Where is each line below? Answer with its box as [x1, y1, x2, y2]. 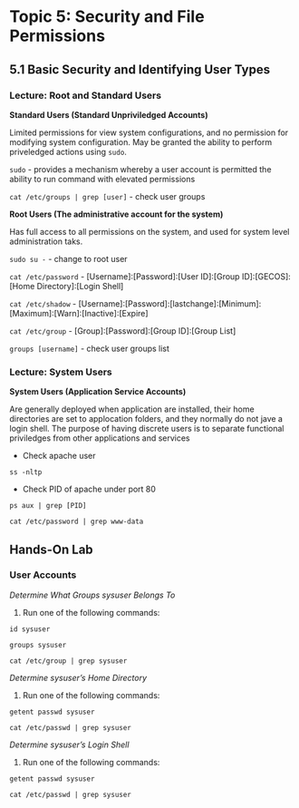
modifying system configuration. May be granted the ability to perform [9, 136, 273, 147]
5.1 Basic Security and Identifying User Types [9, 62, 270, 77]
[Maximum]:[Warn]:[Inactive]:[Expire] [9, 307, 149, 318]
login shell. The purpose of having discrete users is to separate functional [9, 423, 285, 434]
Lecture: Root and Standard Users [9, 89, 161, 102]
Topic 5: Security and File [9, 6, 206, 27]
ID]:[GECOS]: [241, 270, 292, 282]
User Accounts [9, 569, 77, 581]
